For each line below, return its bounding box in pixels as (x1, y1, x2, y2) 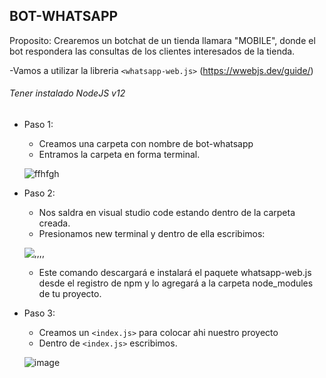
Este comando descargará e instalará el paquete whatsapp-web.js (38, 267, 312, 279)
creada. (38, 217, 71, 229)
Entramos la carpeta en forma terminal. (38, 149, 201, 161)
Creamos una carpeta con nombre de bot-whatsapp (38, 138, 254, 150)
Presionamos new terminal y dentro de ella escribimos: (38, 228, 266, 240)
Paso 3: (23, 307, 56, 319)
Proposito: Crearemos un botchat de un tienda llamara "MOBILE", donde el (9, 34, 316, 46)
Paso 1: (23, 119, 54, 131)
